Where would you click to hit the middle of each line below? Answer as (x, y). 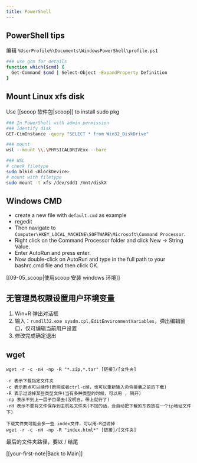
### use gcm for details (37, 62)
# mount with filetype (34, 177)
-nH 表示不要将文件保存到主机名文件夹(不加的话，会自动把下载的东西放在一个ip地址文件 (99, 406)
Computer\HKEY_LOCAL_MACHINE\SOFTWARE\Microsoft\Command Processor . (100, 234)
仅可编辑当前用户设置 (51, 328)
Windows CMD (34, 201)
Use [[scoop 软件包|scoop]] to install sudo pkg (63, 111)
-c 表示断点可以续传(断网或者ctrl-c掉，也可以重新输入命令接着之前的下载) (86, 387)
